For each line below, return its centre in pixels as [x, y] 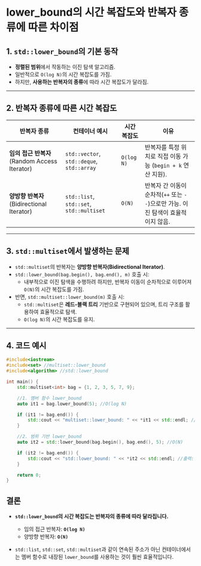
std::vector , [83, 154]
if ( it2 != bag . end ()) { [48, 453]
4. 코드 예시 [26, 346]
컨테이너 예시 [90, 131]
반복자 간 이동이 [166, 185]
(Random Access [33, 161]
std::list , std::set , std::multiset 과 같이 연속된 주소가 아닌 [87, 549]
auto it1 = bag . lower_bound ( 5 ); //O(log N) [72, 404]
